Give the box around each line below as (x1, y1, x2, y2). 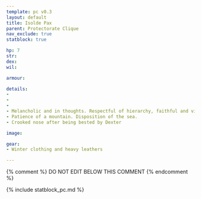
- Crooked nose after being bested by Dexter (6, 119, 121, 125)
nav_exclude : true (6, 31, 52, 37)
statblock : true (6, 37, 47, 43)
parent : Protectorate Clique (6, 25, 79, 32)
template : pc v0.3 (6, 8, 52, 15)
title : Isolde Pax (6, 20, 52, 26)
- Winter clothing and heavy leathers (6, 146, 103, 153)
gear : (6, 141, 20, 147)
